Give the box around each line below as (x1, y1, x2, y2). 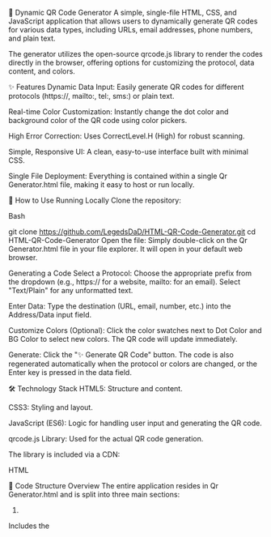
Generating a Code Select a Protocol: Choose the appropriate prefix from (8, 268, 252, 278)
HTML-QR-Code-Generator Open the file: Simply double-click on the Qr (8, 236, 248, 245)
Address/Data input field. (8, 310, 92, 319)
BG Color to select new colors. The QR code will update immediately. (8, 335, 238, 343)
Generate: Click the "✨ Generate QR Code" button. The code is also (8, 350, 235, 360)
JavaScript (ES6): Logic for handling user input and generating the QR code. (8, 418, 263, 428)
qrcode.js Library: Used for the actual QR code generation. (8, 434, 204, 443)
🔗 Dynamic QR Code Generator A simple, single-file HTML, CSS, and (8, 8, 237, 17)
